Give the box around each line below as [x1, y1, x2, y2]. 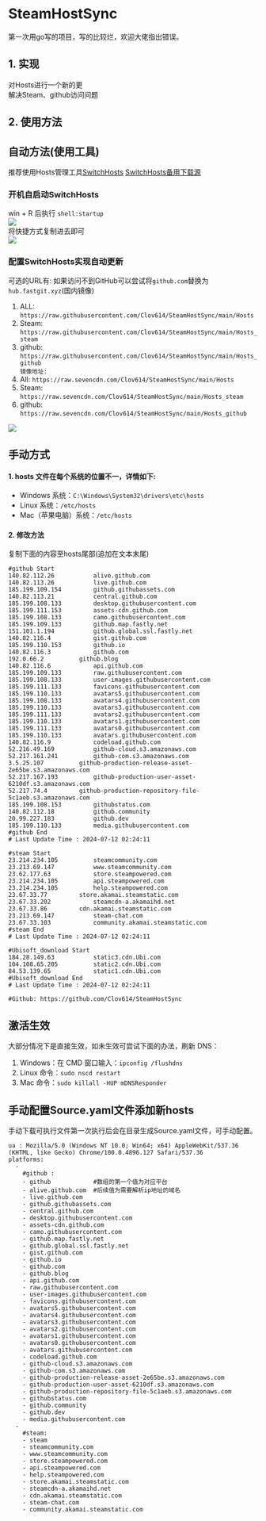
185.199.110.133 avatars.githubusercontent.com [8, 731, 196, 740]
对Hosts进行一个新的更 [8, 80, 83, 90]
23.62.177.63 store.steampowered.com [8, 870, 172, 879]
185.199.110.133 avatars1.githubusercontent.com [8, 718, 200, 726]
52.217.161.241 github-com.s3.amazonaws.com [8, 753, 190, 760]
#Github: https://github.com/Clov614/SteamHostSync [8, 995, 182, 1003]
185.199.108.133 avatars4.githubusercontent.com [8, 697, 200, 705]
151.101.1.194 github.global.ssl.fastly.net [8, 627, 193, 635]
